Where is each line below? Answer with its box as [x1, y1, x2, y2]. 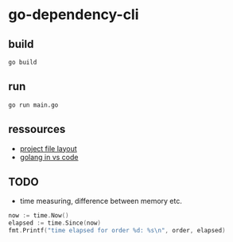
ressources [8, 123, 66, 136]
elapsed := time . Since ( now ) [8, 219, 102, 228]
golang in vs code [19, 152, 79, 162]
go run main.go [8, 101, 59, 109]
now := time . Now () [8, 212, 69, 220]
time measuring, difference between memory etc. [19, 197, 183, 206]
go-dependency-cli [8, 6, 139, 24]
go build [8, 58, 37, 66]
